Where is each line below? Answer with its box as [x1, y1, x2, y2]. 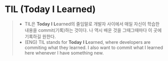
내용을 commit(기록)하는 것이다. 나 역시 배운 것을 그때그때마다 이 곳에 [24, 27, 162, 33]
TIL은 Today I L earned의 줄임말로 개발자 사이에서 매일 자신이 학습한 [24, 21, 160, 27]
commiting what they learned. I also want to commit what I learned [24, 44, 163, 50]
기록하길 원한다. [24, 33, 56, 39]
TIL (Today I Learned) [5, 4, 96, 15]
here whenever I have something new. [24, 49, 104, 56]
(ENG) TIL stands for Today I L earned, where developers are [24, 39, 151, 45]
